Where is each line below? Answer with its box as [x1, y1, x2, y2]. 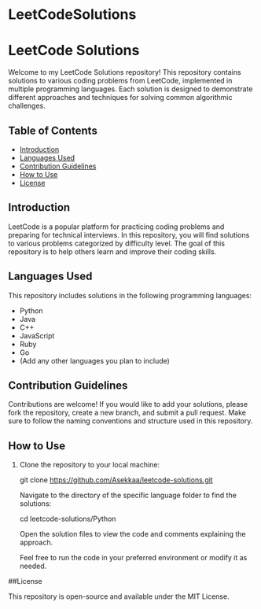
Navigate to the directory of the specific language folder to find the [19, 490, 237, 500]
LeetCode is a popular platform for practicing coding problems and [8, 222, 225, 231]
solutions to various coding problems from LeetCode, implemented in [8, 76, 233, 86]
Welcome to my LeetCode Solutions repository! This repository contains [8, 68, 241, 77]
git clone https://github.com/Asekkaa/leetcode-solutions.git [19, 475, 214, 485]
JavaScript [19, 330, 55, 340]
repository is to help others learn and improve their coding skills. [8, 246, 217, 257]
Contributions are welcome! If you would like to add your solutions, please [8, 400, 248, 409]
